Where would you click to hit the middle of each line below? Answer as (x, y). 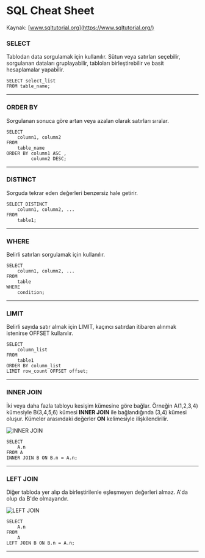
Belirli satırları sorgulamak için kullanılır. (56, 255)
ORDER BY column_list (34, 366)
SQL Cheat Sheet (50, 11)
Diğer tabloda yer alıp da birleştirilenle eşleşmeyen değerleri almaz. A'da (97, 492)
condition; (31, 293)
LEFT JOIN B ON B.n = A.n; (41, 543)
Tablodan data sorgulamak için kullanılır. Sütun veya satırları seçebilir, (93, 57)
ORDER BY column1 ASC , (37, 153)
